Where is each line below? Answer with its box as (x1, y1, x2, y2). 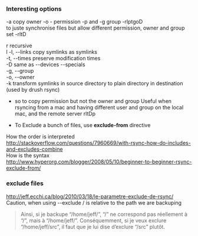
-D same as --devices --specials (6, 61, 85, 68)
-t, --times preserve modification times (6, 55, 101, 62)
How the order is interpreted (6, 133, 75, 140)
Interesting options (6, 5, 62, 13)
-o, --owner (6, 73, 35, 81)
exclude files (6, 179, 44, 187)
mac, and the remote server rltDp (14, 110, 96, 117)
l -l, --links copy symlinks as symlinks (6, 49, 97, 56)
